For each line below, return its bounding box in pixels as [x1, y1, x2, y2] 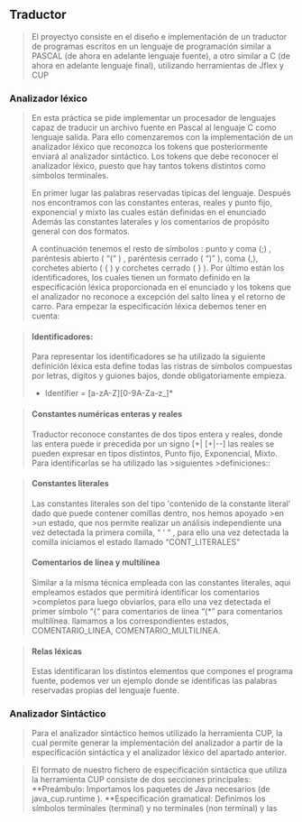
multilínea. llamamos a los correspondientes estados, [31, 615, 230, 626]
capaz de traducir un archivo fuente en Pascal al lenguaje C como [31, 122, 277, 134]
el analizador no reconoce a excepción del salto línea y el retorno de [31, 291, 286, 302]
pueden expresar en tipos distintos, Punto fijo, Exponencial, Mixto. [31, 448, 278, 458]
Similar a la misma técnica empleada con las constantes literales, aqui [31, 577, 291, 587]
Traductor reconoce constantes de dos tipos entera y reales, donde [31, 429, 283, 439]
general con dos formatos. [31, 226, 131, 237]
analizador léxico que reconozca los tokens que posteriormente [31, 142, 269, 152]
